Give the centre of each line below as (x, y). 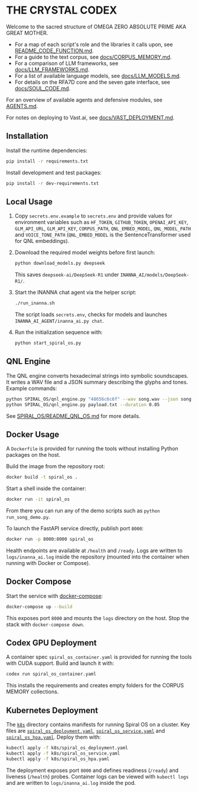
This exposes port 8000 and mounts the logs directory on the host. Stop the (98, 618)
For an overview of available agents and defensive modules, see (84, 100)
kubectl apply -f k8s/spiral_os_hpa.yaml (58, 759)
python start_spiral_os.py (48, 343)
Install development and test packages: (54, 173)
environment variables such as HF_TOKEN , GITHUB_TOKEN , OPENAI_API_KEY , (101, 222)
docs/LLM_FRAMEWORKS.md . (52, 69)
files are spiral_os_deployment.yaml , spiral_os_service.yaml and (86, 731)
